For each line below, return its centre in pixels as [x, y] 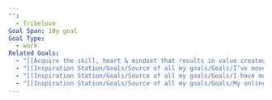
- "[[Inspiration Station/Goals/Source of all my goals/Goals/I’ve [132, 69]
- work [27, 46]
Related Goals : [34, 53]
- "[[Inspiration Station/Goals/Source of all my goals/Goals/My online [141, 83]
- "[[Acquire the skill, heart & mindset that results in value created [141, 61]
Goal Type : [27, 38]
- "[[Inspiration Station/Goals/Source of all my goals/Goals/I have [135, 76]
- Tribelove [36, 23]
